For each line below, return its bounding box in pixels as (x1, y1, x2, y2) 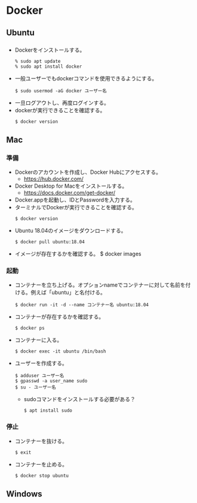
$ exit (14, 449, 32, 456)
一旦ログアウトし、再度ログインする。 (14, 99, 109, 106)
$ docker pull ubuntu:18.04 (14, 239, 85, 245)
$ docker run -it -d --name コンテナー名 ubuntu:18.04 (14, 302, 149, 308)
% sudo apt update (14, 58, 61, 64)
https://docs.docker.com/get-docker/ (23, 189, 115, 197)
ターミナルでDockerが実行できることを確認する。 (14, 204, 137, 211)
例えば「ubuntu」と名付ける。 (30, 289, 106, 296)
